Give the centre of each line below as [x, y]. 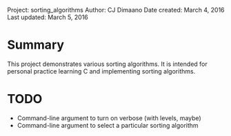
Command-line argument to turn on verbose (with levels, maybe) [109, 118]
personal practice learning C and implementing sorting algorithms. [101, 71]
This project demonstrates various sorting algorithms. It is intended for [108, 64]
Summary [36, 45]
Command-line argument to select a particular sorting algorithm [108, 125]
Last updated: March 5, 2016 [48, 17]
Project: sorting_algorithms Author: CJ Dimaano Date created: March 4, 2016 [116, 10]
